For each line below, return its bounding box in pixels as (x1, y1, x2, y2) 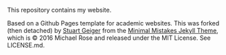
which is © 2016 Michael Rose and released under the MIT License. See (7, 34, 211, 42)
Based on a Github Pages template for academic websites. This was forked (7, 19, 220, 27)
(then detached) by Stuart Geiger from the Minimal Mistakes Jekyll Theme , (7, 27, 218, 34)
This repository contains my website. (7, 6, 112, 14)
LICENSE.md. (7, 41, 45, 49)
